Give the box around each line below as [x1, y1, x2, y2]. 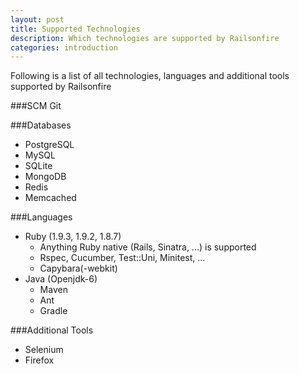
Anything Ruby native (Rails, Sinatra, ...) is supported [39, 241, 257, 253]
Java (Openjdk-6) [24, 273, 98, 285]
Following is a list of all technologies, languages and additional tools [10, 70, 290, 82]
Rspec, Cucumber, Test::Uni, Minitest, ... [39, 252, 206, 264]
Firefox [24, 354, 55, 366]
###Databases [10, 119, 72, 131]
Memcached [24, 192, 77, 204]
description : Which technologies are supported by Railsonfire [10, 33, 280, 43]
